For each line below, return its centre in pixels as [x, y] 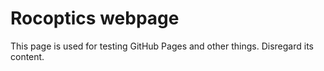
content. [27, 56]
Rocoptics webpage [95, 18]
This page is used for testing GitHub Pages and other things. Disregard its [162, 46]
